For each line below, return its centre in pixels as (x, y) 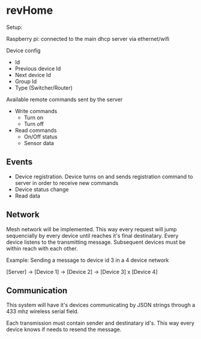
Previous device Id (38, 68)
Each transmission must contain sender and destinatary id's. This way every (100, 323)
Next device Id (33, 75)
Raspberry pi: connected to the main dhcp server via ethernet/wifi (88, 39)
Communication (37, 291)
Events (19, 162)
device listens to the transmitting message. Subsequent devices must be (96, 242)
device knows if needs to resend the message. (64, 329)
